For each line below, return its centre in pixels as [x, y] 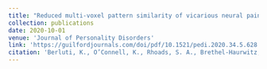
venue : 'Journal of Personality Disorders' [81, 38]
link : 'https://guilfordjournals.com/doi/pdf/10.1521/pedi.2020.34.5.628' [135, 45]
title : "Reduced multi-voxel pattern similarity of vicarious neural [126, 15]
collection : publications [51, 23]
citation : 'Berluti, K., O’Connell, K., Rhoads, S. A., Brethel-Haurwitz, [135, 52]
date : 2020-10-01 [37, 30]
